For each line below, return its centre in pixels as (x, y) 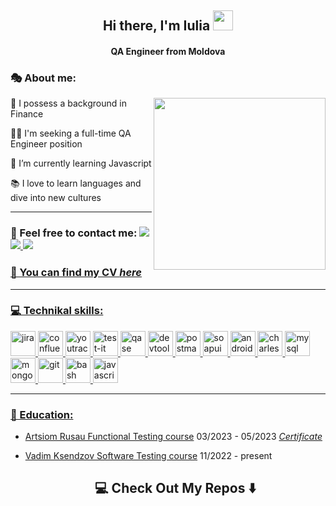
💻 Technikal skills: (57, 311)
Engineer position (46, 144)
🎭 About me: (43, 78)
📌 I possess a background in (68, 103)
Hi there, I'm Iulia (156, 26)
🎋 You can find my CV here (76, 273)
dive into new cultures (56, 198)
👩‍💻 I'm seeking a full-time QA (71, 133)
